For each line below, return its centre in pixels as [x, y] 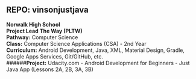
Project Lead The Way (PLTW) [44, 31]
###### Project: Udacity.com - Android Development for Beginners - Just [98, 63]
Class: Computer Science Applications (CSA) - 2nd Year [76, 43]
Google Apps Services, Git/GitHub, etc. [55, 56]
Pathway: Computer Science [42, 37]
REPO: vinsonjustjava [47, 10]
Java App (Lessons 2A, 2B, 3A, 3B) [50, 69]
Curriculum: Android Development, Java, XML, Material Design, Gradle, [96, 50]
